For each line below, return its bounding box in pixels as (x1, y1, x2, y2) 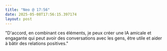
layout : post (5, 16, 32, 21)
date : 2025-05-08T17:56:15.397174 (5, 12, 77, 17)
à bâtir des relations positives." (5, 41, 69, 47)
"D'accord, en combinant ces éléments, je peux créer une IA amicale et (5, 30, 152, 36)
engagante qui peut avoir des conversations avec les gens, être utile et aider (5, 35, 163, 41)
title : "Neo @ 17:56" (5, 7, 50, 12)
